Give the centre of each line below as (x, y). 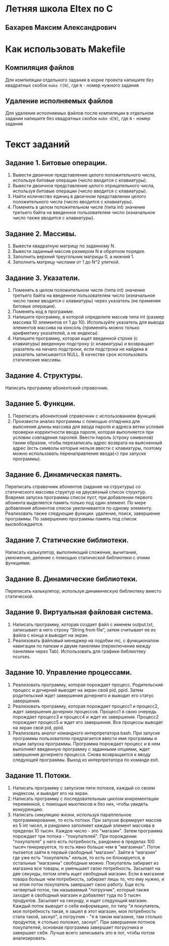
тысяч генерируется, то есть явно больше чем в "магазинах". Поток (86, 847)
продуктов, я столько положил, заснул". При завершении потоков (84, 922)
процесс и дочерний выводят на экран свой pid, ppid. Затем (78, 690)
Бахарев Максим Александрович (61, 28)
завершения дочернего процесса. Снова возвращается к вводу (81, 754)
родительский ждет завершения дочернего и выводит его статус (83, 695)
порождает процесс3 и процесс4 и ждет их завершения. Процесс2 (86, 717)
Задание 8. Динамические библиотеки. (71, 579)
